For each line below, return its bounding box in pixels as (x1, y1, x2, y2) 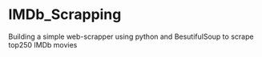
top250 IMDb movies (8, 40, 78, 49)
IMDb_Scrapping (8, 6, 122, 24)
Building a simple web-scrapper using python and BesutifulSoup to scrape (8, 32, 254, 41)
